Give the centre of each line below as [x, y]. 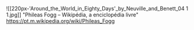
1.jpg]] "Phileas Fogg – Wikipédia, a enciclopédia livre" [72, 15]
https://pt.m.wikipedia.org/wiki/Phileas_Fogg [61, 21]
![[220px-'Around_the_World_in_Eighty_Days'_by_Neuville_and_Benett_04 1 [97, 9]
